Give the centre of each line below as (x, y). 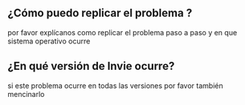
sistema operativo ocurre (49, 41)
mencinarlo (26, 94)
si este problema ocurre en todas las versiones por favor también (115, 85)
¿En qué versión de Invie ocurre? (91, 66)
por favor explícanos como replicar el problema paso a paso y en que (122, 32)
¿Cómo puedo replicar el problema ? (100, 13)
